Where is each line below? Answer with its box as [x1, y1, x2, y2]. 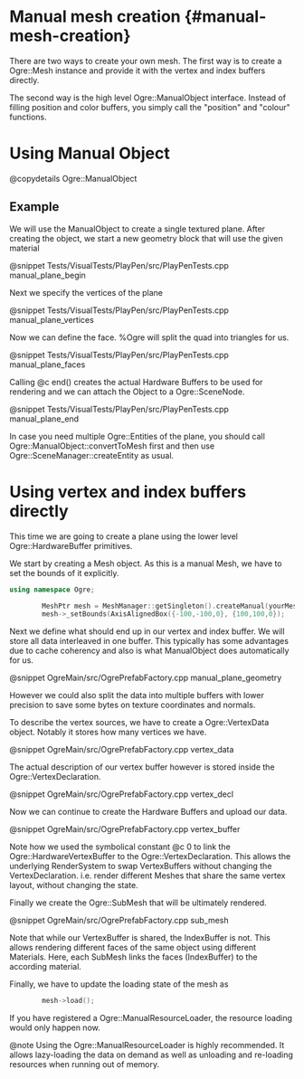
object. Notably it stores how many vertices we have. [9, 726, 207, 738]
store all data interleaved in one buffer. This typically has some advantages [9, 636, 290, 647]
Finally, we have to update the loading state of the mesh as [9, 979, 229, 989]
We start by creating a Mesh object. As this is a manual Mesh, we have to [9, 558, 282, 569]
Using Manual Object [9, 143, 170, 164]
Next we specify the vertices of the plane [9, 287, 164, 298]
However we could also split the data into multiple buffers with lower [9, 690, 264, 701]
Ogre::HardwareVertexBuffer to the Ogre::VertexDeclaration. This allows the [9, 851, 291, 862]
